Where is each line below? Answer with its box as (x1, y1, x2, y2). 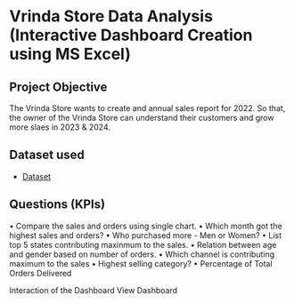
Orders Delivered (9, 267, 72, 278)
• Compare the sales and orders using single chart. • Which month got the (9, 220, 282, 231)
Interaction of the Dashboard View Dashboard (9, 284, 178, 295)
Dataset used (9, 148, 85, 163)
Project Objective (9, 79, 108, 94)
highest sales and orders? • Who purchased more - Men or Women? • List (9, 229, 282, 241)
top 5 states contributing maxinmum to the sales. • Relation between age (9, 239, 277, 250)
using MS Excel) (9, 44, 131, 64)
